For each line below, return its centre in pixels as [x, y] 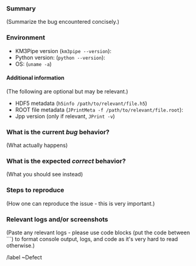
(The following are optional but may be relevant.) [67, 91]
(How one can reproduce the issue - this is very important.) [81, 203]
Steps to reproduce [35, 190]
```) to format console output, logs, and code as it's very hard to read [92, 239]
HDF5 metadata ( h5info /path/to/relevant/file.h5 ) [81, 103]
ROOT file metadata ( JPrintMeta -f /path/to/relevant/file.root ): [99, 110]
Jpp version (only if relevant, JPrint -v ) [65, 116]
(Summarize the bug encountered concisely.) [63, 22]
